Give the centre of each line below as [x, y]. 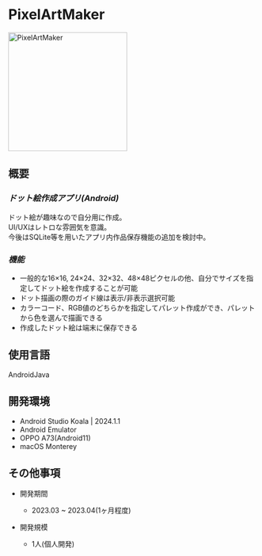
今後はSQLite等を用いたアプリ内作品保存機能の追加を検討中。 [109, 237]
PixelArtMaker [57, 15]
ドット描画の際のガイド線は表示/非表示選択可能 [97, 298]
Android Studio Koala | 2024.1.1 [70, 421]
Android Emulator [48, 429]
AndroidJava [29, 375]
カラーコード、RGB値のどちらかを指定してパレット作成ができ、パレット [137, 307]
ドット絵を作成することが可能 [89, 288]
